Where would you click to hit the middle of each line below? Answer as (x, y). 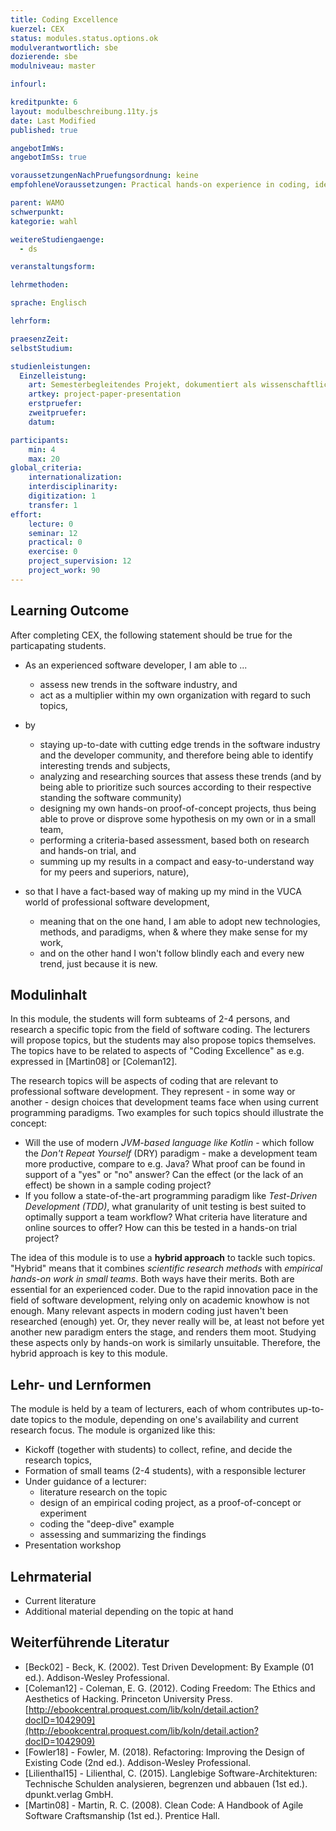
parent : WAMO (37, 203)
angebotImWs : (37, 148)
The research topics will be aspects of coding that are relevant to (144, 1081)
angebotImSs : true (48, 157)
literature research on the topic (103, 1492)
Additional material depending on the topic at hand (129, 1611)
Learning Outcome (70, 611)
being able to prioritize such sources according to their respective (175, 787)
